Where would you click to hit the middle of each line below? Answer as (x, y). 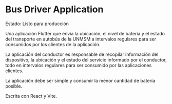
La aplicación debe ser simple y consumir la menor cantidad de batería (80, 80)
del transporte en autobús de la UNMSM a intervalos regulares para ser (81, 39)
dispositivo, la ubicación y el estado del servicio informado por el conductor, (86, 59)
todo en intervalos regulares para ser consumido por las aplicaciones (79, 65)
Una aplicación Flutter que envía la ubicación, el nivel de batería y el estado (85, 33)
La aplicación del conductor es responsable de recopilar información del (82, 54)
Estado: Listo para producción (37, 24)
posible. (14, 86)
